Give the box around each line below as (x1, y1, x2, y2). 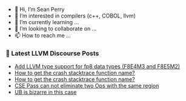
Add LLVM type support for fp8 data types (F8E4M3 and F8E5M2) (14, 63, 180, 70)
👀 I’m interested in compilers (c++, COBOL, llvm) (14, 12, 136, 19)
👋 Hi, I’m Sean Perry (14, 6, 65, 13)
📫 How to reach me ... (14, 32, 71, 39)
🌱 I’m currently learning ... (14, 19, 79, 25)
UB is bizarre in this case (14, 88, 77, 96)
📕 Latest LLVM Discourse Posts (5, 49, 99, 57)
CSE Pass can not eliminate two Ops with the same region (14, 82, 159, 90)
